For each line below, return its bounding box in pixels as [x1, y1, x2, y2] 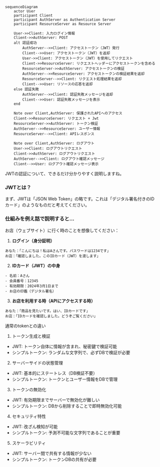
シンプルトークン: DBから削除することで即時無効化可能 [12, 403, 122, 409]
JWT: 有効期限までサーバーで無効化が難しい [12, 397, 100, 403]
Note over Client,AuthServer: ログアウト [14, 141, 95, 146]
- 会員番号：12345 [5, 278, 39, 283]
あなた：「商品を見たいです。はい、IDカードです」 [5, 309, 90, 313]
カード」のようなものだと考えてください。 [5, 202, 89, 208]
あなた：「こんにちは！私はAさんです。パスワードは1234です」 [5, 248, 111, 253]
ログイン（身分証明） [12, 238, 55, 243]
